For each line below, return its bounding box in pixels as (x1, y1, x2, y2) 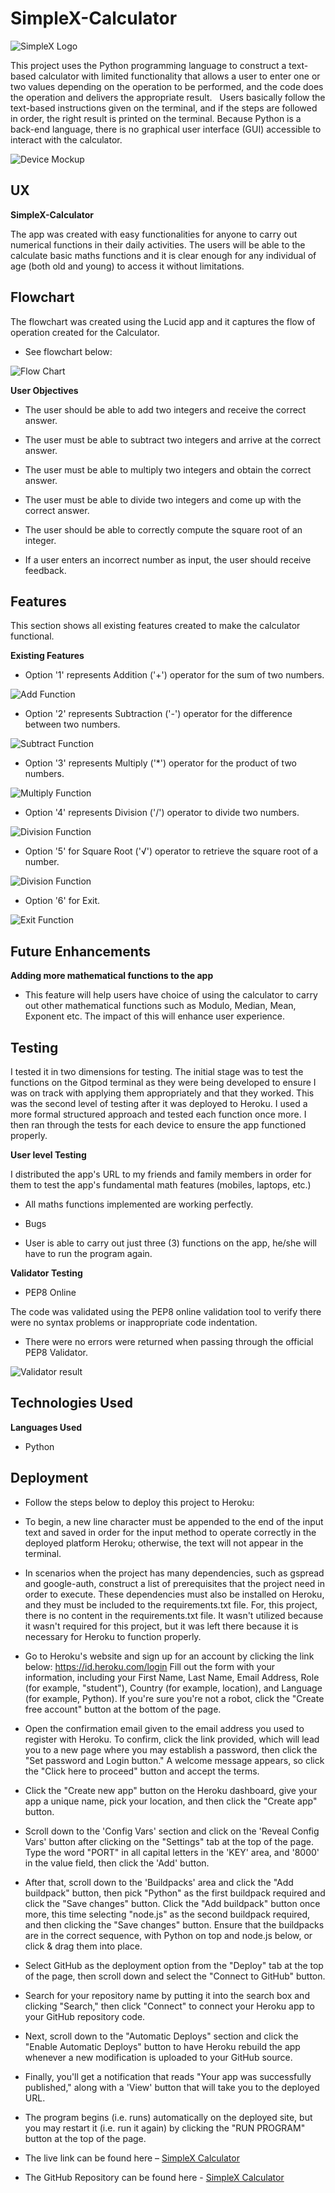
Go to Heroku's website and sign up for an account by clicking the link (24, 1650, 315, 1662)
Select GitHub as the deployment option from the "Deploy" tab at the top (24, 1959, 324, 1971)
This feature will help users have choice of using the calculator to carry (24, 989, 318, 1001)
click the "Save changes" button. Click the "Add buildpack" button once (24, 1897, 321, 1909)
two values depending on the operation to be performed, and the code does (10, 80, 324, 92)
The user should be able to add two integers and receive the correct (24, 403, 307, 416)
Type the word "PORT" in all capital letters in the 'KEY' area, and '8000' (24, 1846, 320, 1858)
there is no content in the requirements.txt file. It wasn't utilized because (24, 1609, 324, 1621)
